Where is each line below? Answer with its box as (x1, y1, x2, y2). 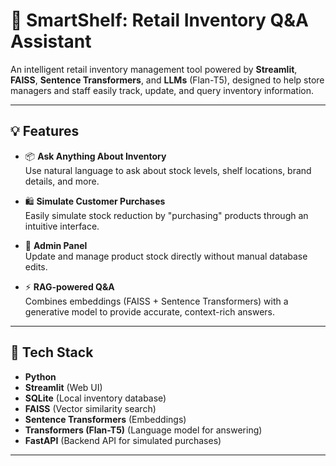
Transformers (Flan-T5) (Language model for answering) (24, 424, 263, 436)
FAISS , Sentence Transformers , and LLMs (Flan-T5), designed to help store (10, 74, 325, 86)
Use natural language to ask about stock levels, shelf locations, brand (24, 164, 312, 176)
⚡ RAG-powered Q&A (24, 280, 115, 293)
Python (24, 370, 57, 383)
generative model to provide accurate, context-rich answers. (24, 305, 275, 318)
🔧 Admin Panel (24, 239, 88, 251)
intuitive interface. (24, 220, 100, 232)
